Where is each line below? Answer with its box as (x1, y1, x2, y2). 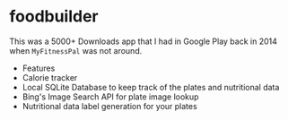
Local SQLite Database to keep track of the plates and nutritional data (22, 81, 280, 92)
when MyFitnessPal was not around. (9, 45, 143, 56)
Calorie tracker (22, 72, 78, 82)
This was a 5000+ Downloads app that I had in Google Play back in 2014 (9, 36, 278, 47)
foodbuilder (9, 6, 99, 27)
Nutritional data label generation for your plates (22, 100, 197, 111)
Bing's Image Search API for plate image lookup (22, 91, 199, 102)
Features (22, 63, 56, 73)
